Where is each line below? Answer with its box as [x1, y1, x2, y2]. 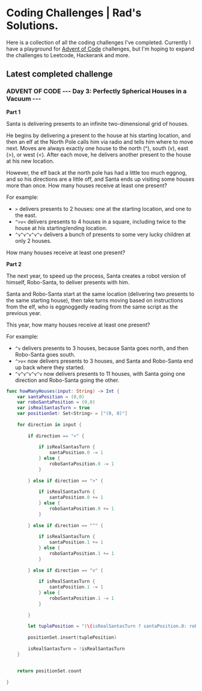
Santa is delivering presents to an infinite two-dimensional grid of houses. [6, 120, 189, 127]
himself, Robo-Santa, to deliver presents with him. [6, 278, 130, 286]
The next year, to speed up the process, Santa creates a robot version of [6, 272, 186, 280]
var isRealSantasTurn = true [17, 405, 90, 411]
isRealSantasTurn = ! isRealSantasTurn [28, 645, 125, 652]
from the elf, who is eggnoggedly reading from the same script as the [6, 303, 179, 310]
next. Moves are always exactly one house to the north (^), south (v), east [6, 145, 188, 152]
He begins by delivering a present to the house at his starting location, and [6, 131, 191, 139]
